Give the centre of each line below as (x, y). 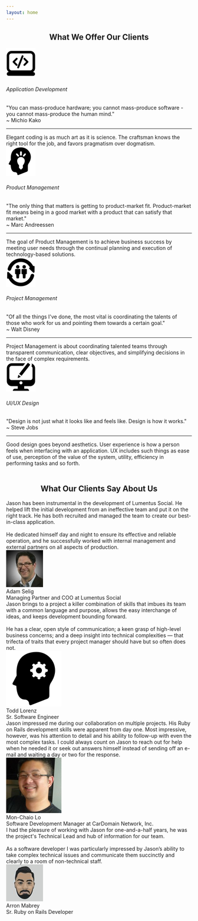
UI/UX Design (23, 403)
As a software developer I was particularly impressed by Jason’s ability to (95, 848)
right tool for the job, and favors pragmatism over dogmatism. (81, 143)
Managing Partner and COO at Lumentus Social (64, 597)
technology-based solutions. (41, 254)
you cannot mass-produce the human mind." (60, 114)
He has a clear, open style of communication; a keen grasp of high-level (94, 629)
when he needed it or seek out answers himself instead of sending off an (95, 748)
